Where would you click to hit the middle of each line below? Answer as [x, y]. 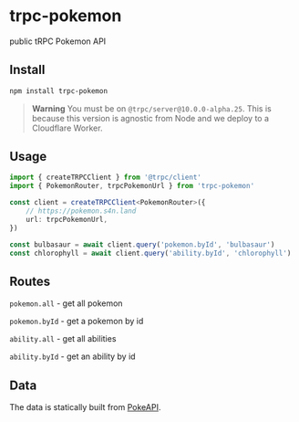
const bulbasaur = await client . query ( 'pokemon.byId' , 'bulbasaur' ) [142, 244]
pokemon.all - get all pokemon [66, 303]
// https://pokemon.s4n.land [81, 211]
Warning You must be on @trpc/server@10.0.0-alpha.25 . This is [151, 108]
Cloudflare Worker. [67, 128]
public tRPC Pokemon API [58, 41]
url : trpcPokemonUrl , [67, 219]
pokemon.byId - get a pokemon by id [77, 322]
